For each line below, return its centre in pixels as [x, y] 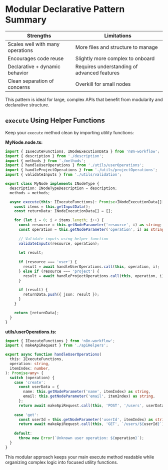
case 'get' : [26, 415]
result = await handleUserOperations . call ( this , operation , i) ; [91, 267]
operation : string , [30, 364]
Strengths [39, 35]
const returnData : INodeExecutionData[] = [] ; [63, 211]
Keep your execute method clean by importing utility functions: [69, 132]
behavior [18, 72]
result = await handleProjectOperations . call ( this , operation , [90, 276]
